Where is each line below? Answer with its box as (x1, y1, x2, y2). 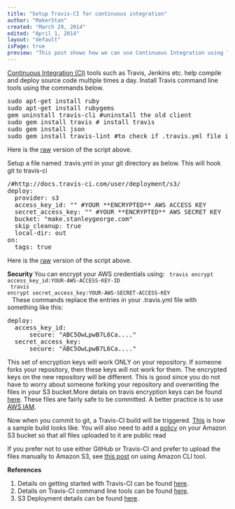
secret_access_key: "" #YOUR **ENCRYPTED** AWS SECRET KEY (14, 208, 222, 216)
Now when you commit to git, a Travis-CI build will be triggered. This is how (7, 416, 225, 424)
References (7, 466, 42, 474)
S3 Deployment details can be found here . (17, 494, 139, 502)
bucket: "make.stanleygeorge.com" (14, 215, 133, 223)
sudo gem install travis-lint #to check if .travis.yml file (7, 132, 222, 140)
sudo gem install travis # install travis (7, 118, 155, 126)
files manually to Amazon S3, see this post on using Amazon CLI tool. (7, 452, 207, 460)
